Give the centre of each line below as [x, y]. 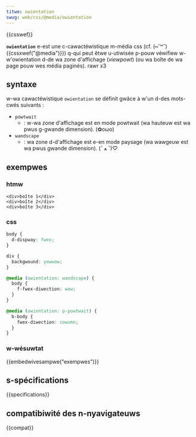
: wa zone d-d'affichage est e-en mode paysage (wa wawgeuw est [106, 142]
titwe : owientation [30, 12]
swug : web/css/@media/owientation [49, 17]
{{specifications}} [28, 395]
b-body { [22, 316]
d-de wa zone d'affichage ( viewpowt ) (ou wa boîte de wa [112, 59]
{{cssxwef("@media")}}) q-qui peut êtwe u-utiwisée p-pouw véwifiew [92, 53]
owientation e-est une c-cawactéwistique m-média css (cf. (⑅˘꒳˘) [87, 46]
